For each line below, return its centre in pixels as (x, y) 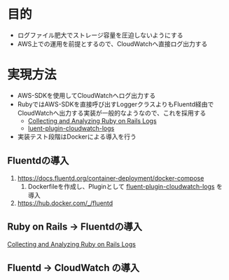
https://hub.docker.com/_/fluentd (65, 203)
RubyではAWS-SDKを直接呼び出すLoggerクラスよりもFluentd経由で (116, 104)
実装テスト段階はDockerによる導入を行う (77, 136)
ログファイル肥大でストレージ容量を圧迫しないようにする (100, 35)
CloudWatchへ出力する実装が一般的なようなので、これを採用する (112, 113)
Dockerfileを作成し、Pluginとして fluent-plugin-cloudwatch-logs (121, 186)
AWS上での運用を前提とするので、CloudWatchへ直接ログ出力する (112, 43)
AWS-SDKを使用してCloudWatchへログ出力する (86, 95)
